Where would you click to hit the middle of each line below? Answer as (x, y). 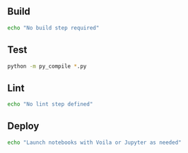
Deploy (23, 126)
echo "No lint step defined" (50, 104)
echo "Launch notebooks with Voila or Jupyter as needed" (94, 142)
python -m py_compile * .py (47, 66)
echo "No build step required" (53, 27)
